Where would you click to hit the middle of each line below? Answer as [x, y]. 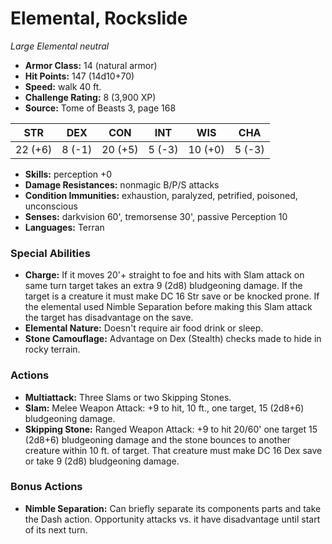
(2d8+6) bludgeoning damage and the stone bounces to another [158, 439]
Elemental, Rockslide [99, 18]
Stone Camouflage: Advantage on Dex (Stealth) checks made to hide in [173, 339]
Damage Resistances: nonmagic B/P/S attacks [122, 184]
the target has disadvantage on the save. [109, 318]
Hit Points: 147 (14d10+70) [79, 76]
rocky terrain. [52, 349]
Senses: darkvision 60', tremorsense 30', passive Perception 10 [156, 216]
